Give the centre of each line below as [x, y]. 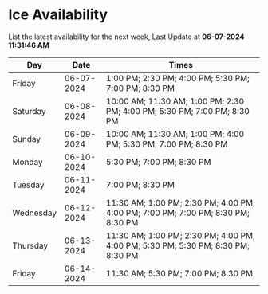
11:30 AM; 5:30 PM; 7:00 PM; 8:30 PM [179, 273]
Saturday [29, 111]
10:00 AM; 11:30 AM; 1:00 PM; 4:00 [175, 134]
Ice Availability [58, 15]
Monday [28, 162]
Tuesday [28, 185]
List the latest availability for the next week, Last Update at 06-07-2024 [126, 37]
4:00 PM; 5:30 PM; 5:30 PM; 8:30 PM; [177, 245]
